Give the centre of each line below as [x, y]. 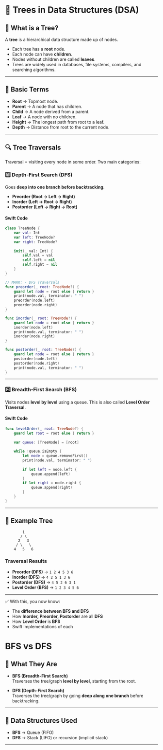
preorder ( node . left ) [34, 301]
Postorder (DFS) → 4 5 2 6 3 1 [44, 582]
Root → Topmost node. [35, 101]
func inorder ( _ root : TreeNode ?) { [41, 318]
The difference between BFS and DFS [50, 611]
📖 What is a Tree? [32, 28]
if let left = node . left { [50, 469]
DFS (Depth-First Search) [38, 690]
